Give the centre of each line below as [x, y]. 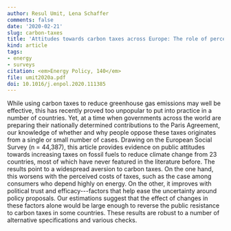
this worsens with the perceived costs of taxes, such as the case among [109, 177]
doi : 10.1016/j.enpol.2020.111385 [57, 84]
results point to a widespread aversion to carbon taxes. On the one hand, [110, 169]
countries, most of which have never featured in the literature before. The [111, 162]
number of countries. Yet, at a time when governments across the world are [114, 118]
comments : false [30, 20]
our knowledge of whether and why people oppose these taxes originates [112, 133]
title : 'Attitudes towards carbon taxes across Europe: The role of [107, 39]
